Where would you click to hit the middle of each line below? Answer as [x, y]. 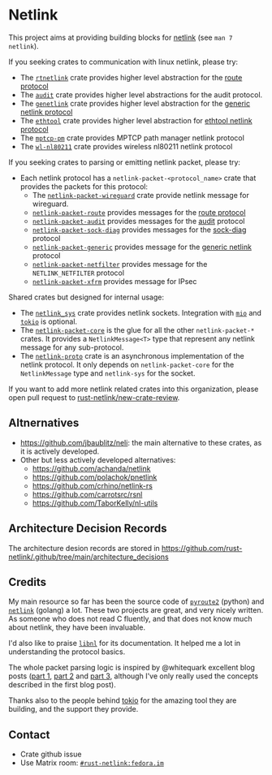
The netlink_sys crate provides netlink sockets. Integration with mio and [141, 312]
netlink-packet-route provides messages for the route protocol [139, 212]
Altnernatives [44, 423]
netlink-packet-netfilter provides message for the [120, 264]
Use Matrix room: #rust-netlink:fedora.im [92, 763]
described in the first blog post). [62, 685]
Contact [29, 735]
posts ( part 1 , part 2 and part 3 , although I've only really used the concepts [133, 676]
